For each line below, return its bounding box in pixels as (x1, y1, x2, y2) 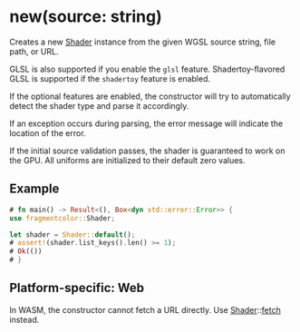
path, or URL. (9, 45, 59, 56)
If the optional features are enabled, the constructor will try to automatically (9, 91, 292, 102)
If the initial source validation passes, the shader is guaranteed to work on (9, 145, 285, 156)
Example (9, 181, 60, 197)
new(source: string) (9, 6, 162, 27)
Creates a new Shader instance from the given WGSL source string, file (9, 36, 276, 47)
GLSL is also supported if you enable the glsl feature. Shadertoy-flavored (9, 63, 285, 74)
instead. (9, 314, 40, 325)
